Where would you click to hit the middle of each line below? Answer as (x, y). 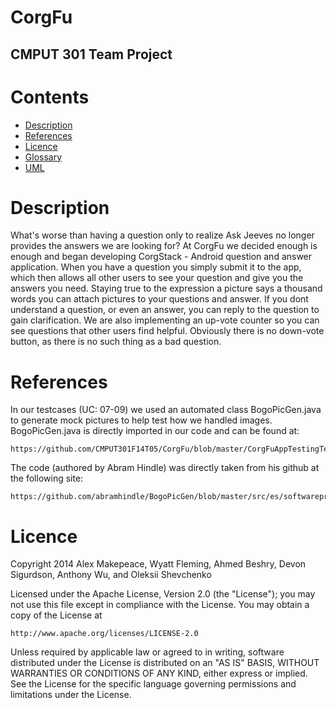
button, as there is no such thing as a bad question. (116, 342)
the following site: (47, 478)
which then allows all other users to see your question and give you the (157, 278)
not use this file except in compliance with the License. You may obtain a (160, 605)
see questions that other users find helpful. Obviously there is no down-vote (167, 331)
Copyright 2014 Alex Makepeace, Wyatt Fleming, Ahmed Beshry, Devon (158, 564)
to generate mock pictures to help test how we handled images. (141, 420)
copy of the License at (56, 615)
